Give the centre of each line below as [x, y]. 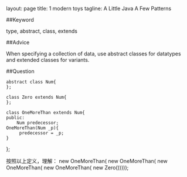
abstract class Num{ [31, 82]
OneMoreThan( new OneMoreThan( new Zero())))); [67, 168]
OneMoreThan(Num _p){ [33, 128]
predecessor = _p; [42, 133]
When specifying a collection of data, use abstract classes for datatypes [93, 54]
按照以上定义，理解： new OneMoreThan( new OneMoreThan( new [87, 161]
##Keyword [20, 20]
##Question [20, 71]
